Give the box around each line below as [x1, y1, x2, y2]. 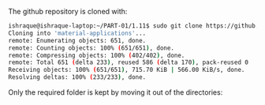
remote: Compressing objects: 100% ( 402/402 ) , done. [8, 51, 185, 59]
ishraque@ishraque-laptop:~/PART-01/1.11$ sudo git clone [8, 22, 203, 30]
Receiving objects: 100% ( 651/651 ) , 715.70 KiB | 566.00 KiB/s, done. [8, 66, 245, 74]
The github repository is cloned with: [8, 7, 128, 16]
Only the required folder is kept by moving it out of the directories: [8, 88, 223, 97]
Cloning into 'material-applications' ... [8, 29, 147, 37]
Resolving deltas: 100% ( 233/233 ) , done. [8, 73, 147, 81]
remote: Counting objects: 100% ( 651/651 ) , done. [8, 43, 175, 52]
